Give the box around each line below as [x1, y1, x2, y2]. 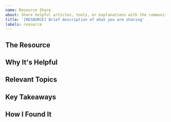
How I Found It [5, 110, 52, 119]
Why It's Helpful [5, 58, 58, 67]
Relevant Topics [5, 75, 58, 84]
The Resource [5, 40, 51, 49]
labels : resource [5, 21, 42, 27]
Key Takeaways [5, 92, 56, 101]
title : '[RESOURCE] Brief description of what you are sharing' [5, 17, 145, 22]
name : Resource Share [5, 7, 51, 13]
